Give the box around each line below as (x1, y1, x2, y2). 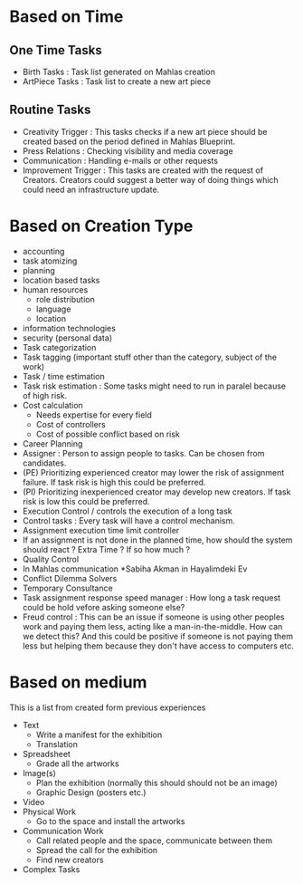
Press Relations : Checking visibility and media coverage (22, 145, 233, 156)
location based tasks (22, 274, 100, 285)
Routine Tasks (9, 102, 91, 118)
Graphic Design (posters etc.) (35, 786, 147, 798)
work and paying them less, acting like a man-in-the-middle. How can (22, 620, 283, 631)
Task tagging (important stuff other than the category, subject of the (22, 351, 278, 362)
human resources (22, 283, 89, 295)
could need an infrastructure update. (22, 184, 160, 195)
